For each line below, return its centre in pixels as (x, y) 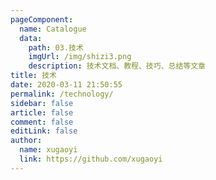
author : (26, 141)
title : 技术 (33, 76)
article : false (42, 112)
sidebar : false (42, 103)
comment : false (42, 122)
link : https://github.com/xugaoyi (91, 159)
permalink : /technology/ (62, 94)
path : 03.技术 (56, 47)
